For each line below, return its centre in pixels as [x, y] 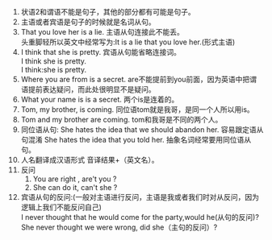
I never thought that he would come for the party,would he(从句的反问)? [140, 217]
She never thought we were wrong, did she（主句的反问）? [119, 227]
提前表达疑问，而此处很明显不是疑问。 [92, 89]
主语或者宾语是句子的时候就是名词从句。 [88, 22]
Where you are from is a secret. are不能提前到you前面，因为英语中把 [135, 79]
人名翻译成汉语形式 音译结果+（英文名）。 [90, 160]
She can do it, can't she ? [75, 187]
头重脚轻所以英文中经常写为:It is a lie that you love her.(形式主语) [128, 42]
